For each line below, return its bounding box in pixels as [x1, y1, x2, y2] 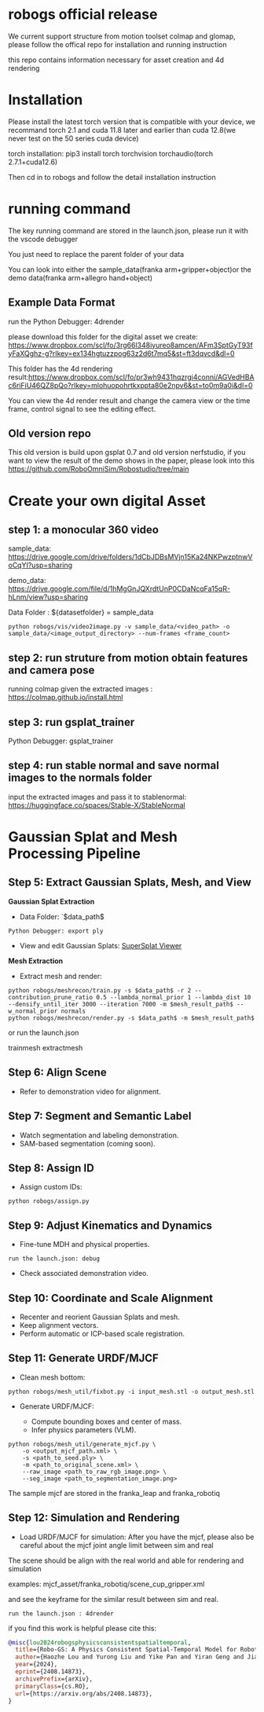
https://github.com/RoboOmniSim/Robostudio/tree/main [8, 464, 190, 474]
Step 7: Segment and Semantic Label [8, 1109, 192, 1123]
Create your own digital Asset [8, 492, 206, 510]
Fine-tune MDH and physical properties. [19, 1240, 150, 1249]
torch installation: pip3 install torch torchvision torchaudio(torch [8, 148, 214, 158]
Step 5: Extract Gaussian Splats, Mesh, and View [8, 876, 251, 889]
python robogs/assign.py [8, 1197, 90, 1205]
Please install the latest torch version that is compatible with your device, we [8, 116, 256, 126]
